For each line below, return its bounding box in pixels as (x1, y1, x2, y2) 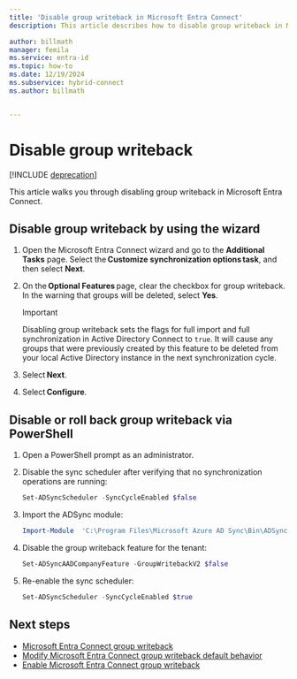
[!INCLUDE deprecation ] (9, 169, 97, 179)
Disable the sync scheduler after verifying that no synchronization (21, 467, 263, 477)
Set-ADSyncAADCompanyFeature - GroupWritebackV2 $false (21, 559, 229, 568)
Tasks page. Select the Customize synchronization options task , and (21, 254, 278, 265)
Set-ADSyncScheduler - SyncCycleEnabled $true (21, 592, 193, 601)
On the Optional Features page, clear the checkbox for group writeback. (21, 280, 286, 292)
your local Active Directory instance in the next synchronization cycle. (21, 353, 277, 363)
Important (21, 307, 58, 318)
